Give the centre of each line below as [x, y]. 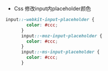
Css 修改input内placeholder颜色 [52, 8]
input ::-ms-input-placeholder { [60, 52]
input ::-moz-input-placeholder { [62, 36]
